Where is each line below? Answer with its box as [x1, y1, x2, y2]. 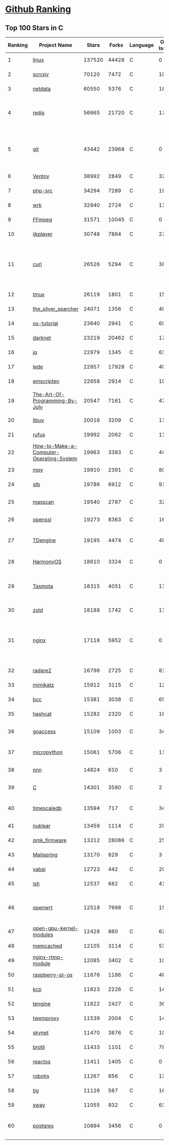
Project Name [39, 42, 72, 48]
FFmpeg [32, 216, 52, 223]
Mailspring [32, 851, 58, 858]
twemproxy [32, 1015, 59, 1022]
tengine [32, 1000, 51, 1007]
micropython [32, 749, 63, 756]
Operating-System [32, 455, 77, 462]
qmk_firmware [32, 837, 67, 844]
